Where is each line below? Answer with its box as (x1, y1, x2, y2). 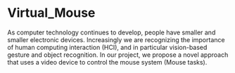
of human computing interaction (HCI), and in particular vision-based (7, 43, 208, 51)
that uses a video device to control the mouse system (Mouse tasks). (7, 58, 208, 66)
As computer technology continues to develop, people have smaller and (7, 28, 216, 36)
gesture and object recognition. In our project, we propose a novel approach (7, 51, 229, 59)
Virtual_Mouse (7, 5, 96, 21)
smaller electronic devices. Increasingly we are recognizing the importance (7, 35, 225, 44)
